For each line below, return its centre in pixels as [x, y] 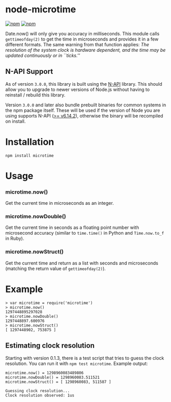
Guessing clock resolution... [38, 391]
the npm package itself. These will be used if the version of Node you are [83, 110]
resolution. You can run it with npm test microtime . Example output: [77, 363]
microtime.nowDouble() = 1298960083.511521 [53, 377]
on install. [15, 121]
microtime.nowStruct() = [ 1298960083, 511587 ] [58, 382]
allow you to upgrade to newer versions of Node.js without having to [78, 89]
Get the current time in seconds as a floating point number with [72, 227]
